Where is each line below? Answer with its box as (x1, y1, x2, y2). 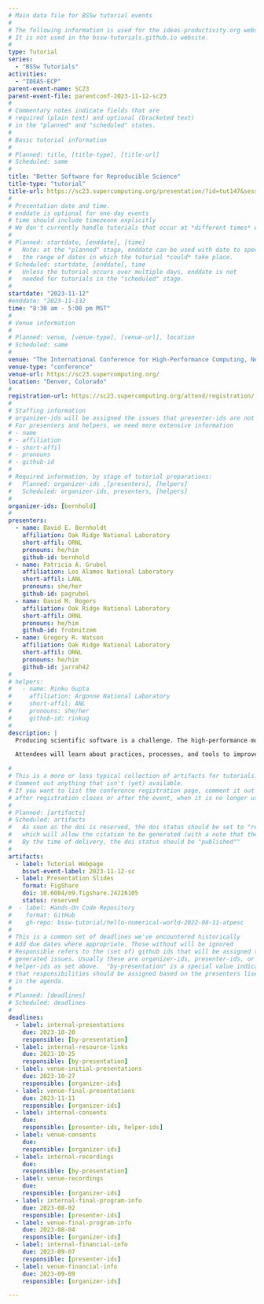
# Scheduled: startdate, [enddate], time (8, 261, 146, 269)
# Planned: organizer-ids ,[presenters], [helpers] (8, 480, 189, 488)
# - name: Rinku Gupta (8, 685, 90, 693)
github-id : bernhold (22, 553, 90, 561)
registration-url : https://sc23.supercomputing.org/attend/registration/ (8, 392, 255, 400)
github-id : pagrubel (22, 590, 90, 598)
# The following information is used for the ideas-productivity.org (8, 26, 241, 34)
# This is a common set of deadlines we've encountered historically (8, 933, 241, 941)
